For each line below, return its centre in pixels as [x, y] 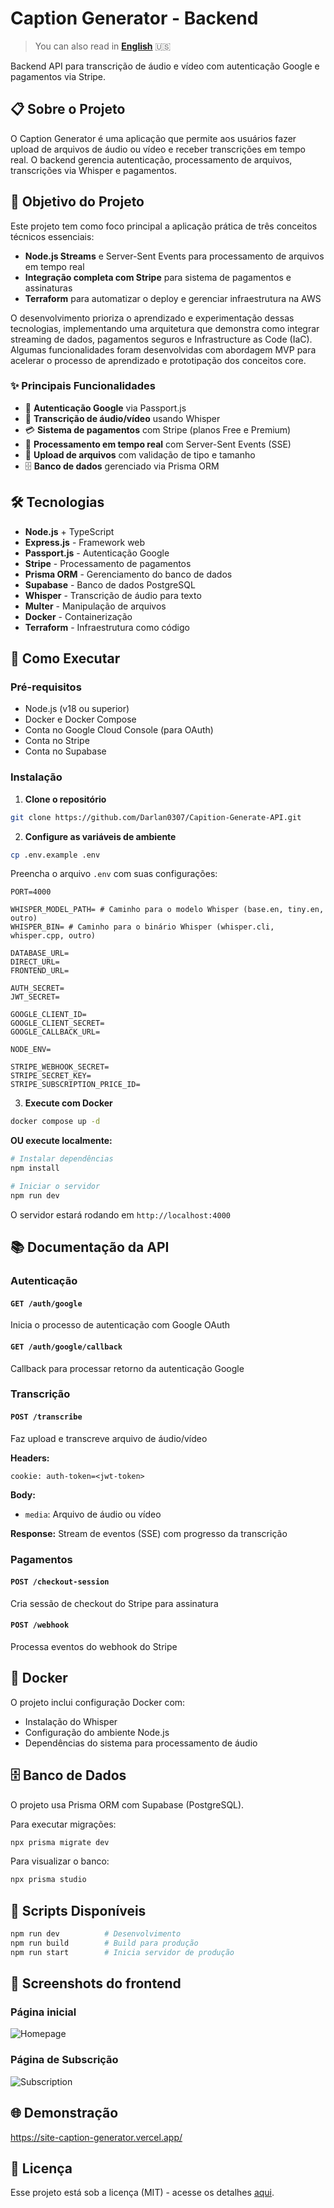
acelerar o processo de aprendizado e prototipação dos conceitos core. [158, 360]
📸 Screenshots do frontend [96, 1983]
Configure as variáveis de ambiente [100, 836]
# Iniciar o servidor [55, 1187]
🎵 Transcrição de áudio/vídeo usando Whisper [122, 418]
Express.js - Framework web [85, 542]
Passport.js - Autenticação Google [97, 553]
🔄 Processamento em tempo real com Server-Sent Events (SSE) [158, 444]
